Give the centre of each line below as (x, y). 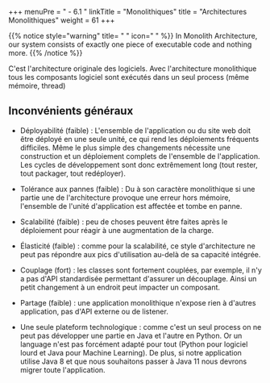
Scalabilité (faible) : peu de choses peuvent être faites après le (124, 222)
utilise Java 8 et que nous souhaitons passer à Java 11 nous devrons (133, 361)
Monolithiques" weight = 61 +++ (62, 20)
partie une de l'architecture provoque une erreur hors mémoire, (125, 198)
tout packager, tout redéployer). (73, 173)
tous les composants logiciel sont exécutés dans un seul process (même (129, 77)
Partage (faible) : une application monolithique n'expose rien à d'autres (138, 302)
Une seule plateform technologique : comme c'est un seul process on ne (141, 327)
